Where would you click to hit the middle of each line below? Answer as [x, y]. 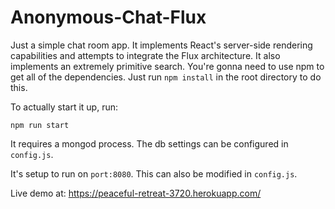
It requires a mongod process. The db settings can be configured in [149, 143]
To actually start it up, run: [64, 107]
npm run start [40, 125]
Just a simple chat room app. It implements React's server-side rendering [161, 45]
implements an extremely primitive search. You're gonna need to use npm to [167, 66]
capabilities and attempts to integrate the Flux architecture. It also [145, 55]
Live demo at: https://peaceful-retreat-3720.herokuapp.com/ [136, 193]
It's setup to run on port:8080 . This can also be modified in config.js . [154, 173]
